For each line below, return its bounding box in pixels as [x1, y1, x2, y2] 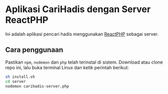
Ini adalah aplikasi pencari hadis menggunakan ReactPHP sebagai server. [5, 31, 159, 37]
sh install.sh [5, 74, 36, 79]
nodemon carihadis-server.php [5, 83, 70, 89]
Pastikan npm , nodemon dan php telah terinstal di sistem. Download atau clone [5, 59, 163, 65]
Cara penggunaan [5, 45, 63, 54]
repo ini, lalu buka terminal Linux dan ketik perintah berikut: [5, 64, 129, 70]
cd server [5, 79, 26, 84]
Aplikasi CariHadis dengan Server [5, 4, 151, 15]
